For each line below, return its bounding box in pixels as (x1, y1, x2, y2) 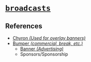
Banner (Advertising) (20, 46, 64, 51)
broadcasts (5, 4, 51, 13)
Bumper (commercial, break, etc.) (12, 40, 83, 46)
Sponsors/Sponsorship (20, 51, 68, 57)
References (5, 22, 42, 30)
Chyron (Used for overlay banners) (12, 35, 86, 41)
